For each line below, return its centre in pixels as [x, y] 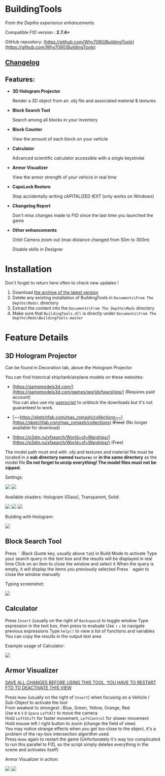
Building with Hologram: [30, 517]
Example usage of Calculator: [35, 646]
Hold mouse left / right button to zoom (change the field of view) [70, 723]
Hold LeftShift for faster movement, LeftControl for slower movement [77, 718]
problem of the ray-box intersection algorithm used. [57, 734]
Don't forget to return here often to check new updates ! [62, 283]
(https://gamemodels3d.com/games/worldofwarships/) [68, 392]
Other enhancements [34, 230]
